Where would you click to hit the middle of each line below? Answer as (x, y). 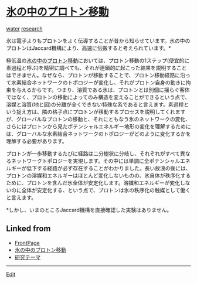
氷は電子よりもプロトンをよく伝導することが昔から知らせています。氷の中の (98, 40)
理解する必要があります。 (37, 141)
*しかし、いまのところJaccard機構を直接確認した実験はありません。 (89, 210)
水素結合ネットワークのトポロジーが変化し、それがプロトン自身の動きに (98, 82)
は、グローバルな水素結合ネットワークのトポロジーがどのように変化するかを (98, 134)
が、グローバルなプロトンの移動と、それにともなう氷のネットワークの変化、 (98, 119)
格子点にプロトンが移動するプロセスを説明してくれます (119, 111)
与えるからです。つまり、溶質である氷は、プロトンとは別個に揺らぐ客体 (103, 90)
